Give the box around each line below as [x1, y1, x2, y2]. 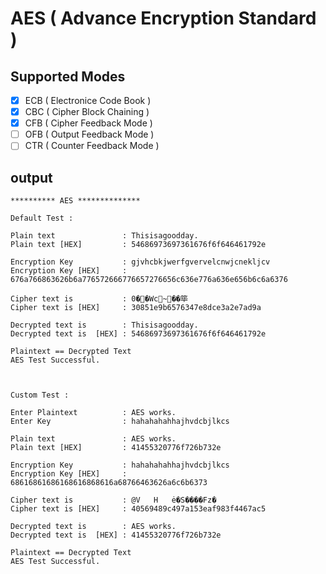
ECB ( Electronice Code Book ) [24, 95, 152, 106]
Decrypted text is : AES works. [10, 522, 177, 532]
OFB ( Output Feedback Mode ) [24, 128, 155, 141]
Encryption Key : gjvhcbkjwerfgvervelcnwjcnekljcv [10, 257, 271, 267]
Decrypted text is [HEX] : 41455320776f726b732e [10, 530, 222, 541]
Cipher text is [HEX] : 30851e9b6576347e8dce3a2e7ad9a [10, 303, 262, 313]
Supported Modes [10, 68, 126, 85]
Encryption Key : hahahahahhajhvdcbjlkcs [10, 460, 230, 471]
